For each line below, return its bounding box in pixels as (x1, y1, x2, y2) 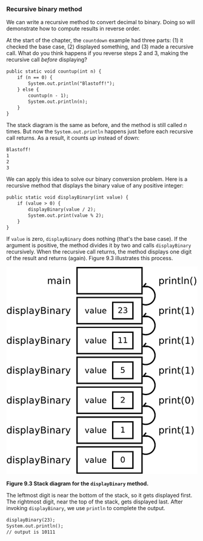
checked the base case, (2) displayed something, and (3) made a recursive (6, 43, 194, 50)
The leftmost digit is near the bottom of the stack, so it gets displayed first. (6, 492, 193, 499)
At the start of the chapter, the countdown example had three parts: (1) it (6, 37, 184, 44)
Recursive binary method (6, 5, 82, 13)
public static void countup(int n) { (6, 68, 102, 74)
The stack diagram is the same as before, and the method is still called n (6, 122, 187, 129)
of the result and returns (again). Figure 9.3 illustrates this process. (6, 255, 173, 262)
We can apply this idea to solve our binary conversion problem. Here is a (6, 175, 188, 183)
